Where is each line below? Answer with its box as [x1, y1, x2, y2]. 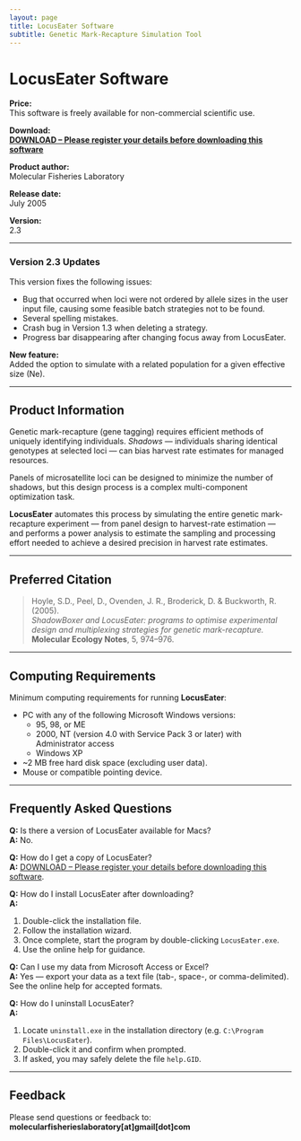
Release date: [9, 189, 62, 199]
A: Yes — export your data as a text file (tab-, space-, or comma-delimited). [9, 970, 289, 981]
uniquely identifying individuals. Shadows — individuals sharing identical [9, 436, 278, 447]
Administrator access [35, 738, 115, 750]
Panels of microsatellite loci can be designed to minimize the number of [9, 472, 273, 483]
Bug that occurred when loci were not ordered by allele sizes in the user [21, 294, 288, 304]
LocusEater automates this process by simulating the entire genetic [9, 509, 260, 520]
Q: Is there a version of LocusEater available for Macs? [9, 825, 211, 836]
